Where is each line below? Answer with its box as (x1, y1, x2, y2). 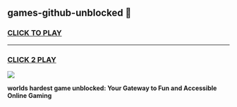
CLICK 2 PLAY (7, 54, 56, 64)
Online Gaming (7, 91, 52, 99)
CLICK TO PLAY (7, 28, 62, 38)
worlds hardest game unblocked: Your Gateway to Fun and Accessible (7, 84, 217, 92)
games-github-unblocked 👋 (7, 7, 132, 19)
